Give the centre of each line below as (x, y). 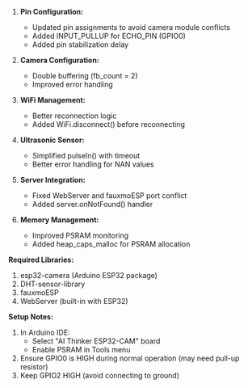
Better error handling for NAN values (93, 164)
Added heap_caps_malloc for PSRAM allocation (111, 244)
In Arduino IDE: (45, 332)
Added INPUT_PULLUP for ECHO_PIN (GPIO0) (109, 36)
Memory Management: (59, 220)
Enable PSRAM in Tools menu (81, 350)
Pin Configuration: (51, 12)
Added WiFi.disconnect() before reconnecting (109, 124)
